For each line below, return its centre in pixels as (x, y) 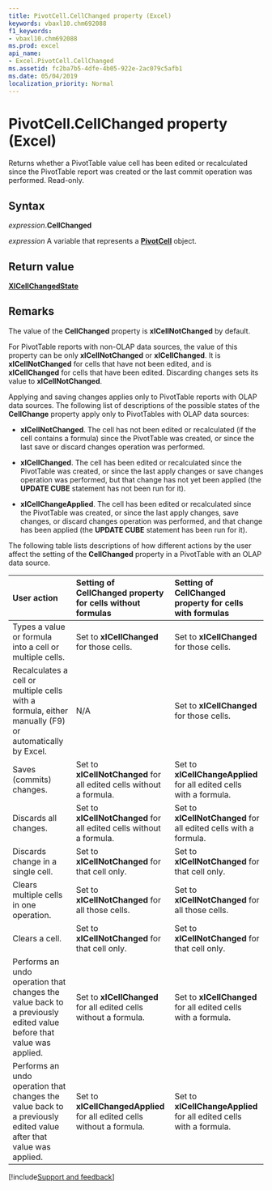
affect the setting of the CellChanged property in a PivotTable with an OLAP (135, 554)
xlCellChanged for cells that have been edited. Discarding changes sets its (134, 372)
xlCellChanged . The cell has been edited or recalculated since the (131, 462)
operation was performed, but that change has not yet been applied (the (140, 479)
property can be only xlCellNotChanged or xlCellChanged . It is (115, 355)
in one (24, 905)
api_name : (25, 53)
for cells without (108, 602)
